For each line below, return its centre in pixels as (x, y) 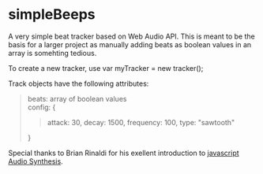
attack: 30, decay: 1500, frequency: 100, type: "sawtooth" (141, 122)
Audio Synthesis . (36, 161)
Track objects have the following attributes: (79, 83)
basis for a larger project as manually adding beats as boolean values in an (130, 44)
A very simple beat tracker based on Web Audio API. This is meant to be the (131, 36)
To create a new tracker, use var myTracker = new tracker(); (106, 68)
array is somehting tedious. (53, 53)
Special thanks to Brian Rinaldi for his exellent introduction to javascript (124, 153)
